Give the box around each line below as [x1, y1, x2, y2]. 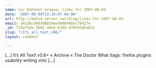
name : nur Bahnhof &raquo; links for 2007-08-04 [5, 7, 106, 12]
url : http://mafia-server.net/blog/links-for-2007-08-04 [5, 16, 124, 21]
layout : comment [5, 35, 38, 40]
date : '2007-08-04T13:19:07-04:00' [5, 12, 78, 17]
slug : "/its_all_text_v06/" [5, 30, 63, 35]
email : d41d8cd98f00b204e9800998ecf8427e [5, 21, 91, 26]
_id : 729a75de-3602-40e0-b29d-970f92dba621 [5, 25, 95, 30]
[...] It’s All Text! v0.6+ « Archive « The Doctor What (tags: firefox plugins [5, 52, 152, 58]
